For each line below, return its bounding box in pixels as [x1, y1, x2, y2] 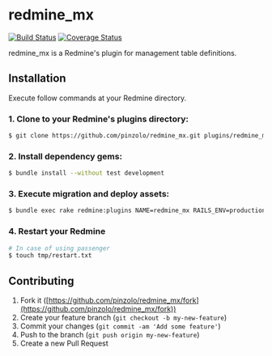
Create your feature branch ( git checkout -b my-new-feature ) [19, 313, 227, 323]
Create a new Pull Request [19, 338, 109, 349]
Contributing [8, 273, 74, 288]
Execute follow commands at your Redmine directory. [8, 93, 187, 103]
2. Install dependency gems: [8, 150, 123, 162]
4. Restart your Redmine [8, 226, 106, 237]
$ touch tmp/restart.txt [8, 252, 92, 260]
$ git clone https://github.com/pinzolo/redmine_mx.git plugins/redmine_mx [8, 132, 270, 140]
